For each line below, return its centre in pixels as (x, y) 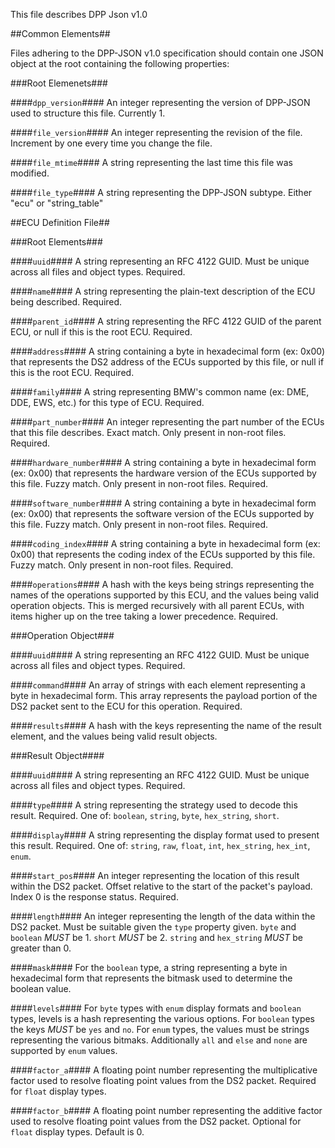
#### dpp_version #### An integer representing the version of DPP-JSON (160, 102)
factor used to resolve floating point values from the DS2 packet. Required (163, 1080)
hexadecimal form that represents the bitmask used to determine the (151, 978)
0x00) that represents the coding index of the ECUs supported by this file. (163, 554)
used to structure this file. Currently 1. (88, 113)
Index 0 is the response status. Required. (94, 897)
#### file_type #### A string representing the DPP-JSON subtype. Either (161, 192)
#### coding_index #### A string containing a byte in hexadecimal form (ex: (165, 543)
